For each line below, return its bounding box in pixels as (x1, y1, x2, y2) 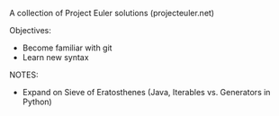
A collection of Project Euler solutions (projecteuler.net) (9, 8, 214, 18)
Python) (22, 96, 52, 107)
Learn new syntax (22, 52, 89, 62)
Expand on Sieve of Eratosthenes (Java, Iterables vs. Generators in (22, 87, 271, 97)
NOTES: (9, 69, 39, 80)
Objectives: (9, 25, 51, 35)
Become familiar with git (22, 42, 112, 53)
